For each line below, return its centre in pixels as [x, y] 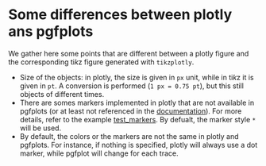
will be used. [40, 128]
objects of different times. [62, 94]
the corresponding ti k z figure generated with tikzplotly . [101, 62]
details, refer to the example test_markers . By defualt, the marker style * [138, 119]
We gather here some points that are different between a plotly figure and [129, 53]
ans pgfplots [51, 31]
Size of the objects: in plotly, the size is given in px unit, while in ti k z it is [137, 77]
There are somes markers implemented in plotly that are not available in [137, 102]
